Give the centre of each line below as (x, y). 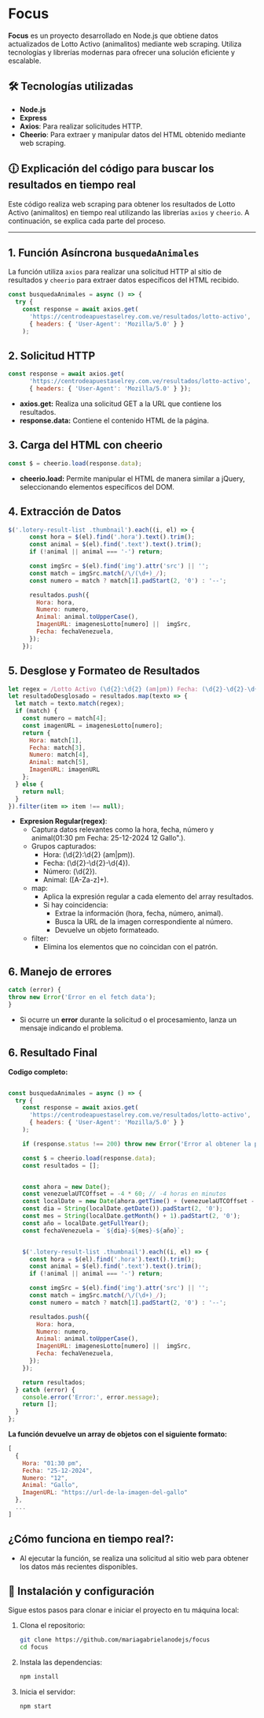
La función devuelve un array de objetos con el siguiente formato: (118, 1434)
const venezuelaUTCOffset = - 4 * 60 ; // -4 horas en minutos (124, 1194)
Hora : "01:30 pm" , (52, 1463)
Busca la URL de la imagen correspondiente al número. (144, 922)
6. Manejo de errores (60, 972)
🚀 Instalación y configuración (81, 1591)
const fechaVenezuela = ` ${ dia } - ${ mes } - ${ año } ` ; (103, 1231)
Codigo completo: (38, 1071)
